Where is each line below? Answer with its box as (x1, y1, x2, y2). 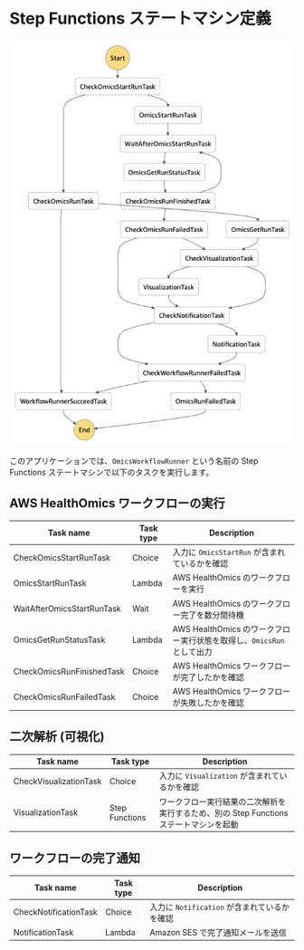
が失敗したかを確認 (172, 697, 244, 708)
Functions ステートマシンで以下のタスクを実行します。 (9, 466, 214, 477)
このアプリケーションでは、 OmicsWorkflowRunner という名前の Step (9, 455, 259, 466)
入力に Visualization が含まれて (158, 771, 280, 782)
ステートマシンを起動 (158, 819, 239, 830)
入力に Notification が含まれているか (148, 901, 290, 912)
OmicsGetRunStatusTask (13, 635, 106, 646)
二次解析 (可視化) (9, 729, 105, 744)
